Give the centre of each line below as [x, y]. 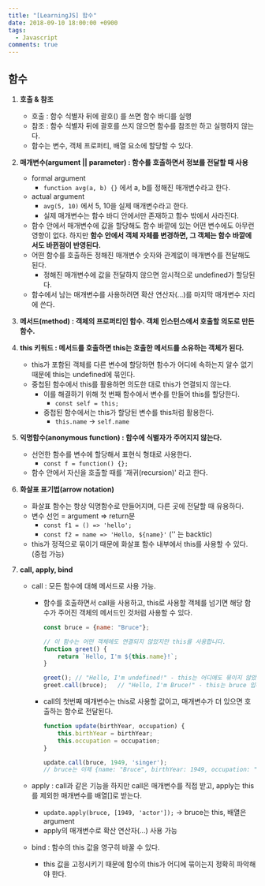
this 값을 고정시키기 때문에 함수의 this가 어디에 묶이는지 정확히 [139, 864]
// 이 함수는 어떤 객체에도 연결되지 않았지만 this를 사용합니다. [134, 641]
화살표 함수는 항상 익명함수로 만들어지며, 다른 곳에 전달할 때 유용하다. [138, 506]
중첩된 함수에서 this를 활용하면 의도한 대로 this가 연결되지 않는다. [131, 384]
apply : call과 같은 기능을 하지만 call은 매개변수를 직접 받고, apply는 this [143, 786]
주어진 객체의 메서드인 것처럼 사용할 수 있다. [125, 612]
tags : [17, 30]
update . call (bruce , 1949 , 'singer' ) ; [105, 762]
